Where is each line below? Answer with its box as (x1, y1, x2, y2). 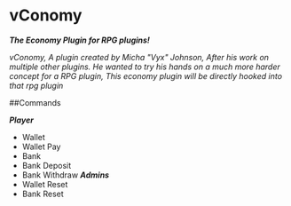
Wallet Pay (21, 141, 61, 152)
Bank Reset (21, 188, 64, 199)
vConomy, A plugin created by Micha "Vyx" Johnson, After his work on (9, 51, 269, 62)
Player (9, 115, 34, 125)
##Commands (9, 97, 61, 107)
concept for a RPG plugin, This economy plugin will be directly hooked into (9, 70, 282, 81)
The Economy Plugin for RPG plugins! (9, 35, 151, 45)
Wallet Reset (21, 178, 68, 189)
